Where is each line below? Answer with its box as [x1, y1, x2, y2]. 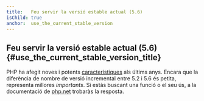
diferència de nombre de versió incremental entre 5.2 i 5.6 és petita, [6, 75, 177, 82]
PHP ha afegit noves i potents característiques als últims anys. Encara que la [6, 68, 199, 76]
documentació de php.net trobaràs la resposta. [6, 88, 124, 95]
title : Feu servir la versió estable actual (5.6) [6, 9, 143, 15]
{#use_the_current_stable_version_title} [6, 52, 161, 63]
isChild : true [6, 15, 43, 21]
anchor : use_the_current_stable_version [6, 20, 113, 26]
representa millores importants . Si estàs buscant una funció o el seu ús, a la [6, 82, 197, 89]
